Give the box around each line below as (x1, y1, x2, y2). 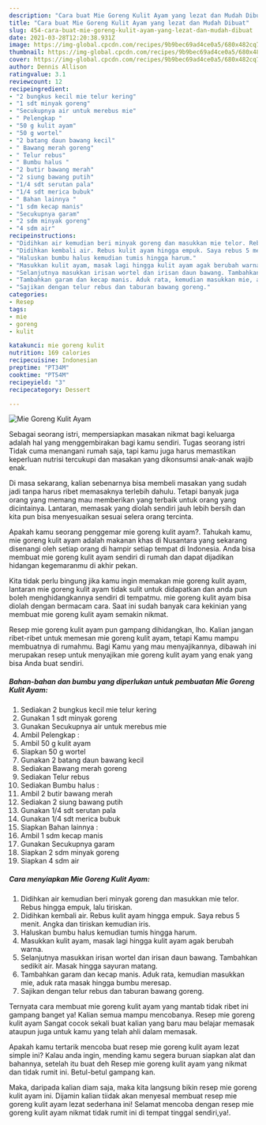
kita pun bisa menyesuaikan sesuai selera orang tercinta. (9, 512, 194, 521)
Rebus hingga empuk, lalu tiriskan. (20, 902, 133, 912)
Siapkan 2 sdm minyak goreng (20, 848, 120, 857)
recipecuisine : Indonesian (9, 356, 98, 364)
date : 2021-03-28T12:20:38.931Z (9, 33, 115, 42)
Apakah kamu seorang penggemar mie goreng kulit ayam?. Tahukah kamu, (9, 527, 253, 537)
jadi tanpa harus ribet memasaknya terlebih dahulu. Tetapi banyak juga (9, 487, 239, 496)
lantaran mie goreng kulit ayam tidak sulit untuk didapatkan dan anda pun (9, 585, 248, 594)
